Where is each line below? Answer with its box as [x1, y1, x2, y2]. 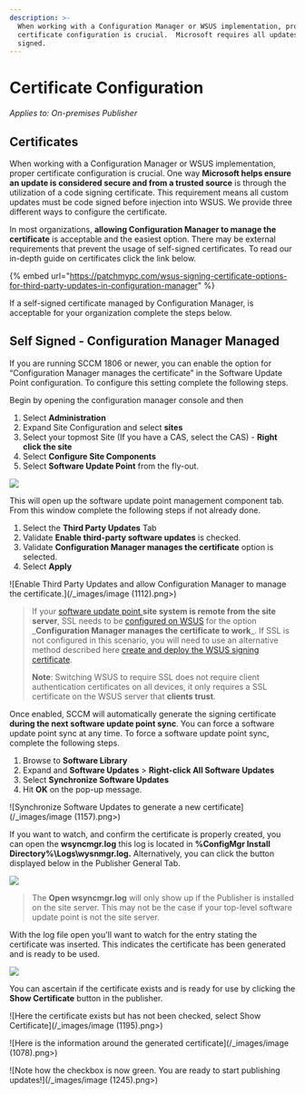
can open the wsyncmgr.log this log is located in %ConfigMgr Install [9, 838, 271, 849]
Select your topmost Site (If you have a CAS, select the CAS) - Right [22, 431, 278, 442]
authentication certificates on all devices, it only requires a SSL [31, 681, 268, 692]
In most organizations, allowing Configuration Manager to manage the [9, 224, 277, 234]
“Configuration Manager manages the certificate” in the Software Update [9, 367, 283, 378]
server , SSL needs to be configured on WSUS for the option [31, 615, 257, 626]
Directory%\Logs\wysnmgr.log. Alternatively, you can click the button [9, 848, 275, 859]
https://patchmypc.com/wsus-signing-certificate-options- [69, 271, 288, 281]
